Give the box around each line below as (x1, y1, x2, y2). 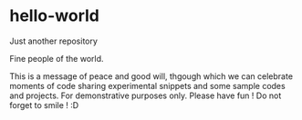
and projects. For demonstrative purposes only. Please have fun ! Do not (9, 90, 282, 101)
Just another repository (9, 35, 99, 46)
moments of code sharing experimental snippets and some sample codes (9, 80, 286, 91)
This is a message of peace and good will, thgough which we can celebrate (9, 70, 294, 82)
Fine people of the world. (9, 53, 104, 64)
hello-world (9, 5, 100, 26)
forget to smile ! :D (9, 99, 79, 110)
